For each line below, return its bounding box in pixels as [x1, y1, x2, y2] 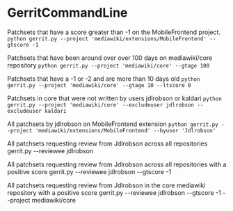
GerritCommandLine [7, 5, 128, 21]
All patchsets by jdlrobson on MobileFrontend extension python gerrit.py [7, 120, 219, 128]
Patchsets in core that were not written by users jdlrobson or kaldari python [7, 94, 223, 102]
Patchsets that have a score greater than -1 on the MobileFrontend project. [7, 28, 221, 36]
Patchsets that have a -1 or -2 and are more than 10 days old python [7, 75, 200, 83]
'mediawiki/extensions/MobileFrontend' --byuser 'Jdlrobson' [35, 127, 216, 134]
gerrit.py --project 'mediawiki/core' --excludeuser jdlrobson [7, 101, 195, 109]
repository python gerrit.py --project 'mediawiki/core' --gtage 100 [7, 61, 210, 69]
